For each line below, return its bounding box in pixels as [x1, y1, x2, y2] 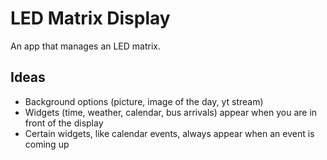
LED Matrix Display [10, 7, 171, 30]
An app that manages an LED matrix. [10, 40, 162, 52]
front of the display [24, 117, 104, 129]
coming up [24, 138, 70, 150]
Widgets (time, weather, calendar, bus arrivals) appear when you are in [24, 106, 318, 118]
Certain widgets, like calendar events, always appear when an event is [24, 127, 315, 139]
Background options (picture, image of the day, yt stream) [24, 95, 264, 107]
